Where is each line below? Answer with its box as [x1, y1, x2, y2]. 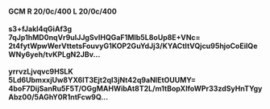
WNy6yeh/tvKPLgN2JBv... [8, 50, 101, 59]
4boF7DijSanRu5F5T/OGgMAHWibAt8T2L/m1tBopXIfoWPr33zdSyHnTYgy [8, 84, 263, 94]
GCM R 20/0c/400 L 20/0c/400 [8, 6, 117, 16]
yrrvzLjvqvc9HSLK [8, 67, 74, 76]
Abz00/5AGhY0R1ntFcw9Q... [8, 92, 109, 102]
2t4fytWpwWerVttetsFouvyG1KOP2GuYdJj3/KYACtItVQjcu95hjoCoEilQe [8, 41, 258, 51]
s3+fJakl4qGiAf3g [8, 24, 73, 34]
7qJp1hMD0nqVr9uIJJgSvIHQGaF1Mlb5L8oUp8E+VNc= [8, 33, 201, 42]
